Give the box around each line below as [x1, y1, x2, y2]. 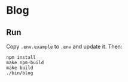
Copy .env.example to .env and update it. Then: [6, 43, 123, 50]
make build [6, 65, 33, 71]
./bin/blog [6, 70, 33, 76]
